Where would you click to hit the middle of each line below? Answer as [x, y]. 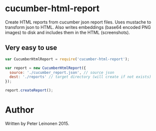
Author [19, 110]
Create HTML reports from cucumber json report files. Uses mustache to [78, 22]
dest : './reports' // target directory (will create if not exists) [80, 77]
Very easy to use [31, 48]
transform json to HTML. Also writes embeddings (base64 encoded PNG [78, 27]
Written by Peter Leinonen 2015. [37, 123]
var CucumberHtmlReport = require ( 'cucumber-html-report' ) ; [68, 59]
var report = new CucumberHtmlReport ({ [46, 68]
